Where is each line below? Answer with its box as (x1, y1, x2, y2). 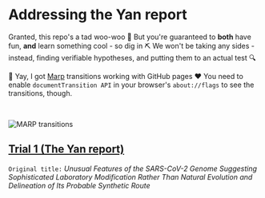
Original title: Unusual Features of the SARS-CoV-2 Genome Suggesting (8, 164, 258, 173)
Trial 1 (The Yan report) (8, 142, 125, 156)
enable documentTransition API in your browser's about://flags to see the (8, 80, 255, 89)
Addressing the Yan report (8, 6, 188, 24)
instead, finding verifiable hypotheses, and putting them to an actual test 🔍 (8, 53, 256, 62)
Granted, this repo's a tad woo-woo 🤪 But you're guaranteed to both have (8, 32, 252, 42)
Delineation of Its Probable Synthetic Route (8, 180, 151, 190)
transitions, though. (8, 88, 73, 97)
